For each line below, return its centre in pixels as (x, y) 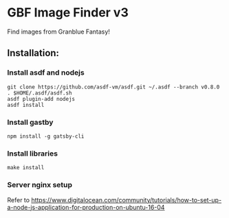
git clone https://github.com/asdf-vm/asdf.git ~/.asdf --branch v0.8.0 (113, 87)
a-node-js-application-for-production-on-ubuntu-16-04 (86, 207)
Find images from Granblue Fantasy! (58, 32)
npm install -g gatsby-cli (46, 136)
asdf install (26, 105)
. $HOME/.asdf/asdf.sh (40, 93)
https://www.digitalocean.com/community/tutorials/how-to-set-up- (126, 199)
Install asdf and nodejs (46, 73)
